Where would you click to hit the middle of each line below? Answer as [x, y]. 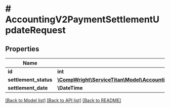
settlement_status [30, 80]
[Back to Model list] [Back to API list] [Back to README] [63, 100]
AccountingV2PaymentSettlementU [82, 19]
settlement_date [28, 88]
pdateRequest [35, 30]
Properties [22, 49]
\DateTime [70, 88]
